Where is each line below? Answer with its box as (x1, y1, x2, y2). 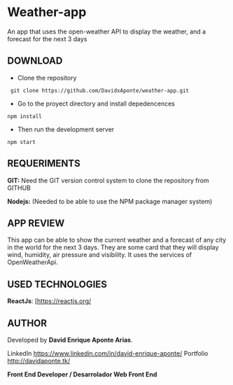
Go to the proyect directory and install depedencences (17, 99, 175, 108)
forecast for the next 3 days (7, 34, 87, 43)
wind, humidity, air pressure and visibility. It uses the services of (7, 251, 192, 259)
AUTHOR (7, 317, 48, 329)
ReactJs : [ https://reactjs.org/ (7, 297, 92, 305)
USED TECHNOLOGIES (7, 278, 107, 290)
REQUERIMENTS (7, 158, 80, 170)
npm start (7, 138, 36, 145)
